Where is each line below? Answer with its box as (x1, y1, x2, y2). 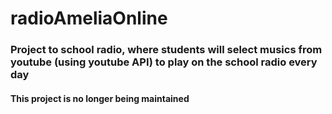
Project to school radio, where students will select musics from (10, 43, 323, 57)
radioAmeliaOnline (10, 7, 168, 30)
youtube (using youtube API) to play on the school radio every (10, 55, 318, 69)
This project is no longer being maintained (10, 92, 190, 104)
